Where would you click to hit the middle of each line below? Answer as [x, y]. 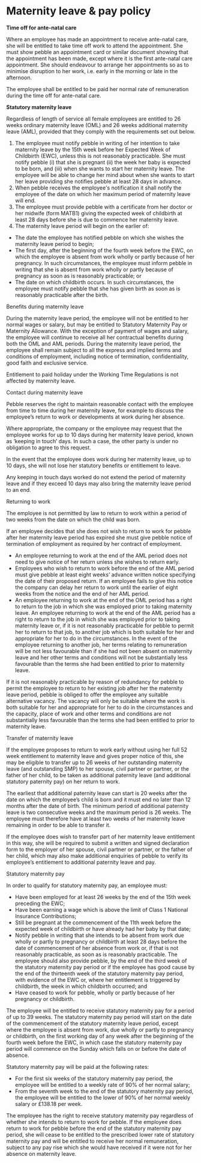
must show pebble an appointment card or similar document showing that [97, 52]
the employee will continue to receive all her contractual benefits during [95, 337]
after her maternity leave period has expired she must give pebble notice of [100, 537]
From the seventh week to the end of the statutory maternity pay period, [104, 1091]
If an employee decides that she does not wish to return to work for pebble [99, 531]
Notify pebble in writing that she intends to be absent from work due [99, 935]
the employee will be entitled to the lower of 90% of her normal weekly [103, 1097]
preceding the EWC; [40, 903]
